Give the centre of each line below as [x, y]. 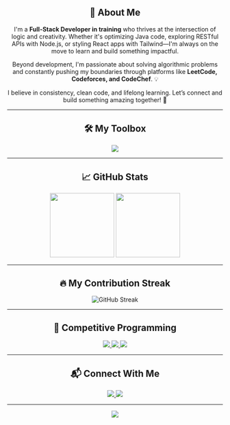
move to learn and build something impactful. [115, 51]
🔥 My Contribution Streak [115, 283]
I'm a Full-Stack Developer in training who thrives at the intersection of [115, 29]
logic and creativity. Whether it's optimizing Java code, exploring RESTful [115, 36]
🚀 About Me [115, 13]
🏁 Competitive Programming [115, 327]
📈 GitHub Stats [115, 177]
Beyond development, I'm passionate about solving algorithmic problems [115, 64]
